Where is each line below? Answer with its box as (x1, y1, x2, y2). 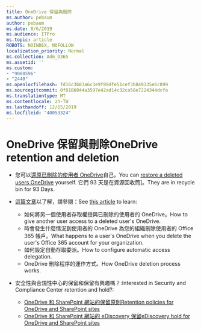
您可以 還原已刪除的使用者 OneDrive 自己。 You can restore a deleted (14, 171, 183, 178)
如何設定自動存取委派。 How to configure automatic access (23, 246, 170, 254)
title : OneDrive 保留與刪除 (6, 8, 72, 15)
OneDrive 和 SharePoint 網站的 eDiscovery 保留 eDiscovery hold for (23, 313, 191, 320)
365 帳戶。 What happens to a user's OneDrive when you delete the (23, 233, 191, 240)
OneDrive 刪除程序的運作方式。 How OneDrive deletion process (23, 260, 181, 268)
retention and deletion (6, 151, 119, 164)
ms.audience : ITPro (6, 31, 55, 37)
